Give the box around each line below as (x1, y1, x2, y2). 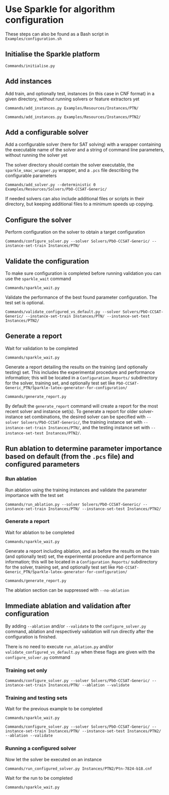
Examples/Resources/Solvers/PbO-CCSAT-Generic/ (5, 187, 107, 192)
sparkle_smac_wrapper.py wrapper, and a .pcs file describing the (5, 167, 139, 174)
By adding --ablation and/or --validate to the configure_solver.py (5, 623, 146, 629)
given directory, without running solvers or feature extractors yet (5, 96, 140, 102)
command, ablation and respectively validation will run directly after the (5, 628, 154, 634)
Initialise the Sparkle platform (5, 50, 100, 59)
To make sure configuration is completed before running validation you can (5, 270, 161, 276)
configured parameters (5, 460, 80, 469)
